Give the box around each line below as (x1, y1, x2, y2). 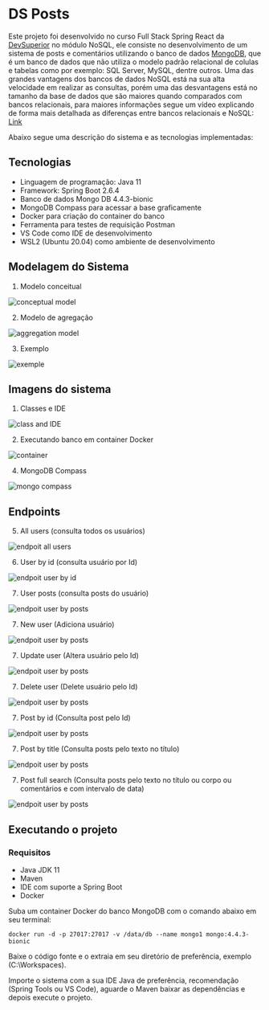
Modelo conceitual (19, 281, 82, 291)
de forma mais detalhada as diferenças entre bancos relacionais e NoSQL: (8, 108, 255, 117)
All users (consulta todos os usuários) (19, 526, 146, 536)
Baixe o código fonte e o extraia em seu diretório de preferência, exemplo (8, 951, 251, 961)
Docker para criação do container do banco (19, 211, 165, 221)
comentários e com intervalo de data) (19, 784, 145, 794)
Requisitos (8, 847, 51, 858)
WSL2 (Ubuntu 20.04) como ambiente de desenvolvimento (19, 236, 215, 246)
